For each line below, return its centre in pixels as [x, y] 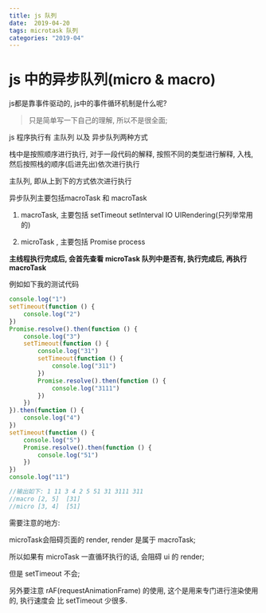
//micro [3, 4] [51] [45, 506]
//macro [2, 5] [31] [45, 499]
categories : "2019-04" [47, 38]
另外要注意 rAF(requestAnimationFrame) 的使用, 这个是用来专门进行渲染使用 [134, 590]
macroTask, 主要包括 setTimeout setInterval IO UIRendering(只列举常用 [137, 215]
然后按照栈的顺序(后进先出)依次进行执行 [74, 164]
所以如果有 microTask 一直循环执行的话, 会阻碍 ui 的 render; [107, 556]
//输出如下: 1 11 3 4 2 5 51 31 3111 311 [76, 492]
